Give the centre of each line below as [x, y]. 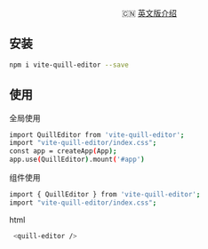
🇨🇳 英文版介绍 [149, 13]
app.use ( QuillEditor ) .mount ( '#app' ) [77, 160]
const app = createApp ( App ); [63, 151]
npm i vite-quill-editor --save [69, 65]
